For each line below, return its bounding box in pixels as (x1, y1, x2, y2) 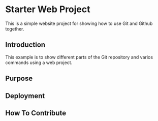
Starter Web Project (5, 4, 90, 15)
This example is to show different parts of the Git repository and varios (5, 54, 153, 60)
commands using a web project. (5, 59, 73, 66)
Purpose (5, 74, 33, 83)
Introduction (5, 41, 46, 49)
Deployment (5, 92, 45, 100)
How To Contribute (5, 108, 67, 117)
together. (5, 25, 24, 32)
